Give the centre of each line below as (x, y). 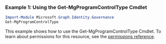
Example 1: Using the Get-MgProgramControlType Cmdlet (76, 7)
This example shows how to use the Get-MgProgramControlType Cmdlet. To (83, 31)
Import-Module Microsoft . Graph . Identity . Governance (59, 18)
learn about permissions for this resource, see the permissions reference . (80, 37)
